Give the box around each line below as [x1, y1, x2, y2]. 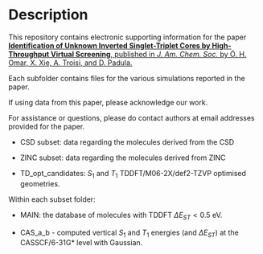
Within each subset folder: [8, 195, 96, 204]
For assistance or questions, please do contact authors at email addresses [8, 113, 255, 122]
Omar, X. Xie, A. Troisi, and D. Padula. [8, 58, 133, 68]
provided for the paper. [8, 121, 85, 131]
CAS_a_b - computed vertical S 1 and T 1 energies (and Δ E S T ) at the [19, 227, 239, 239]
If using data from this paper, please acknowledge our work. [8, 97, 208, 107]
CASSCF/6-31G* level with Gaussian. [19, 238, 143, 248]
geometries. [19, 178, 60, 188]
